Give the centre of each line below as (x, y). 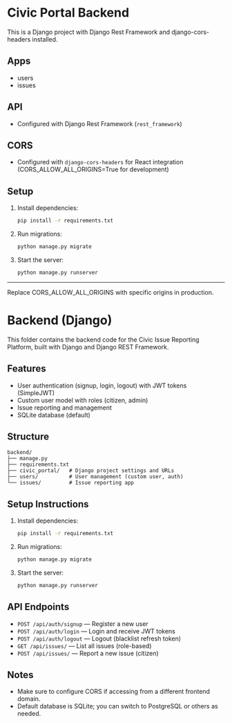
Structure (28, 436)
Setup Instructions (48, 504)
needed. (29, 714)
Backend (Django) (60, 320)
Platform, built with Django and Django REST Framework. (88, 347)
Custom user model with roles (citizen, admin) (83, 400)
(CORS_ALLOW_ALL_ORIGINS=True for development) (93, 169)
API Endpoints (38, 607)
